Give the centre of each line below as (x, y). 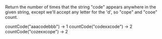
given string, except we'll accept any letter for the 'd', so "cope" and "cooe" (81, 12)
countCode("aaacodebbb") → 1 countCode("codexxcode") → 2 (69, 26)
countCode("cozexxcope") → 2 (37, 32)
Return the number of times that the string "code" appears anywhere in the (81, 7)
